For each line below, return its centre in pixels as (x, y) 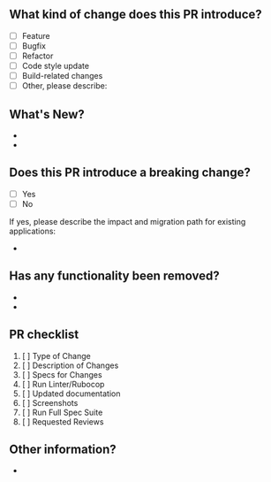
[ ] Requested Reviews (63, 421)
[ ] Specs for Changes (62, 374)
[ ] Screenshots (50, 402)
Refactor (38, 56)
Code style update (56, 66)
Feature (36, 35)
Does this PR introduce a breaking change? (130, 173)
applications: (32, 231)
